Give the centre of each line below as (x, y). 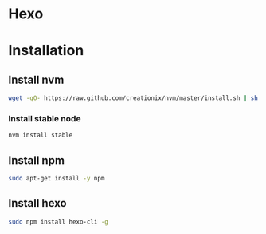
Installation (46, 51)
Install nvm (36, 79)
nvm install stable (41, 135)
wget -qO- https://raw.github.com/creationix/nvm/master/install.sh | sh (133, 98)
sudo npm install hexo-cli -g (59, 222)
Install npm (37, 160)
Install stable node (45, 118)
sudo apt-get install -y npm (57, 179)
